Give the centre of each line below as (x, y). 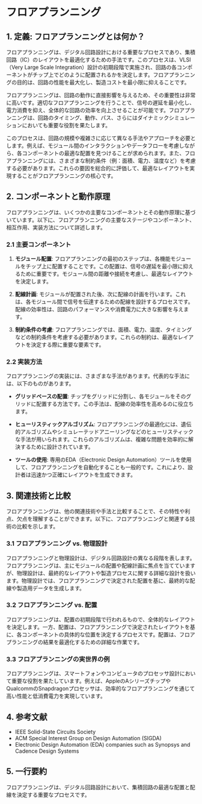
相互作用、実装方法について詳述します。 (56, 227)
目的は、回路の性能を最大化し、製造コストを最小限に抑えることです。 (103, 82)
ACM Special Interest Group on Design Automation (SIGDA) (88, 738)
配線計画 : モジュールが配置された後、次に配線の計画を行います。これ (100, 294)
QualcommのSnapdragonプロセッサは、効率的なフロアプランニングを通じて (101, 689)
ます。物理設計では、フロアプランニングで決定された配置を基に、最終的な (98, 580)
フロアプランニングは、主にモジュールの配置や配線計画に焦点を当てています (101, 565)
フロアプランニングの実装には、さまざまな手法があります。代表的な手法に (98, 376)
